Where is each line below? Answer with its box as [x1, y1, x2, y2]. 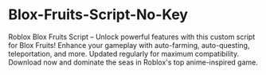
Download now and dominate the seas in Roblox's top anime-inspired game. [8, 57, 259, 67]
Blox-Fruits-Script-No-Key [8, 6, 189, 24]
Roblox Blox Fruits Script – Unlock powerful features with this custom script [8, 32, 256, 41]
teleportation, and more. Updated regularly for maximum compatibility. [8, 49, 240, 58]
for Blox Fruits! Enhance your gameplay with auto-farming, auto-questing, [8, 40, 250, 49]
